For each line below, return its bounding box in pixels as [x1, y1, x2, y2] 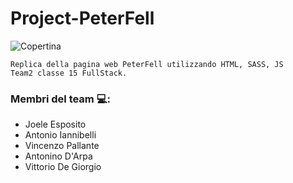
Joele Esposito [24, 118, 87, 131]
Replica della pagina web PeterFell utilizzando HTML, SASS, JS [10, 59, 284, 69]
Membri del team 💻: [10, 92, 111, 106]
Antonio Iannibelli [24, 129, 97, 141]
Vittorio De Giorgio [24, 161, 102, 173]
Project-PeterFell [10, 7, 155, 30]
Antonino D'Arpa [24, 150, 93, 162]
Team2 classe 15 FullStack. [10, 68, 128, 78]
